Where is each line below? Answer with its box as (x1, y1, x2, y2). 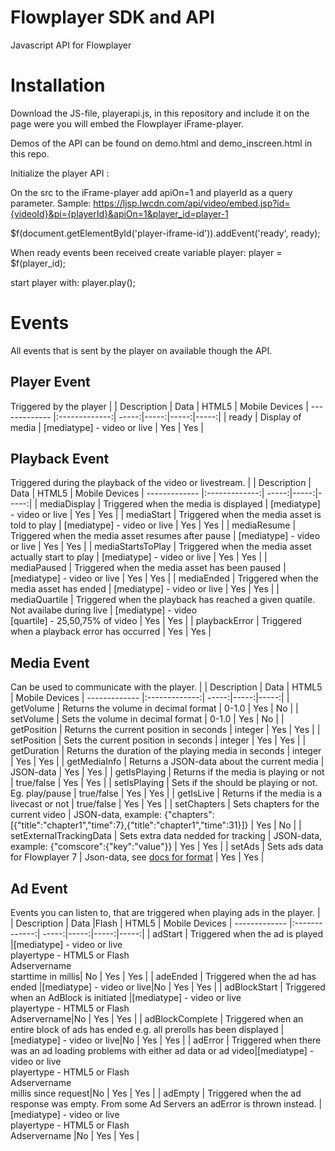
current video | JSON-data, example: (10, 809, 163, 821)
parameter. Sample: (10, 197, 92, 209)
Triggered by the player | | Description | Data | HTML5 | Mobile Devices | (10, 400, 309, 412)
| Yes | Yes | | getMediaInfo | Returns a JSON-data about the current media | (10, 756, 325, 768)
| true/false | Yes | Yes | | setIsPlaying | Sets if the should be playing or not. (10, 777, 318, 789)
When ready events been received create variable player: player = (10, 246, 283, 258)
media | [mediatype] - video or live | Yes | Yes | (10, 421, 204, 433)
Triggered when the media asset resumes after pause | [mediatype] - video (10, 530, 321, 542)
